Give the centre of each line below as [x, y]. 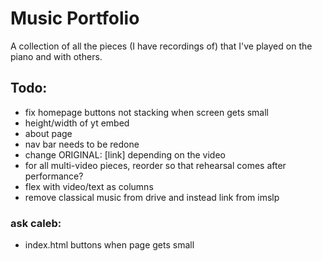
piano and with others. [56, 56]
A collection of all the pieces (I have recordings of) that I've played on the [161, 46]
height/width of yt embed [77, 123]
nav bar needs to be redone [82, 144]
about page [48, 133]
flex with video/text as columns [89, 186]
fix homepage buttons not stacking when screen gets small [147, 112]
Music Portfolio [75, 18]
